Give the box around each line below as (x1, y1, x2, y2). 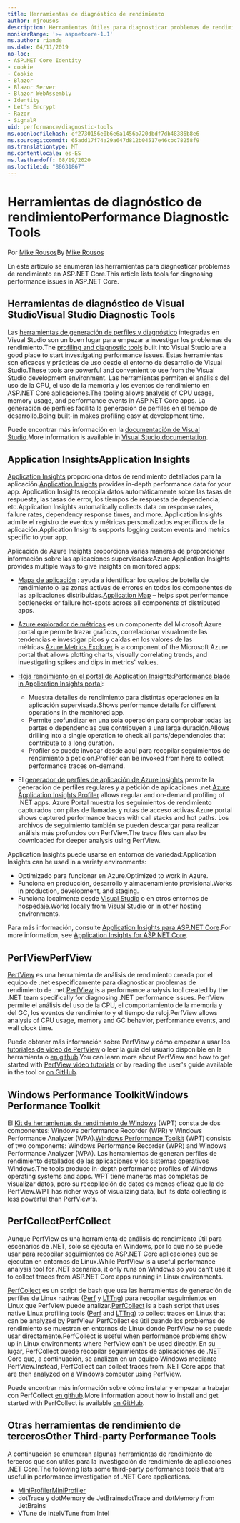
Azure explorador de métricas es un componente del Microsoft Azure (17, 620, 222, 629)
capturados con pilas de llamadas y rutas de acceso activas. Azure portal (17, 806, 232, 814)
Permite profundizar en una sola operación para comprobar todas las (28, 716, 232, 725)
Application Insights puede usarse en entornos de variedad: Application (7, 850, 216, 859)
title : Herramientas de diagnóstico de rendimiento (7, 10, 164, 18)
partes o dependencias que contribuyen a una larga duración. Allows (28, 724, 230, 732)
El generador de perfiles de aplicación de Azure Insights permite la (17, 776, 214, 784)
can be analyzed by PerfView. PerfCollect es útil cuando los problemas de (7, 1316, 226, 1325)
